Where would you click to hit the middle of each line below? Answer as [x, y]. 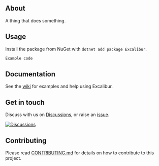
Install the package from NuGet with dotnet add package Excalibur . [76, 49]
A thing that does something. [36, 20]
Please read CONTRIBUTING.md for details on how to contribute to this [80, 153]
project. [13, 158]
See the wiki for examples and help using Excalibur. [59, 87]
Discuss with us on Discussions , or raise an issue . [57, 115]
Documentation [30, 74]
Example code [19, 58]
